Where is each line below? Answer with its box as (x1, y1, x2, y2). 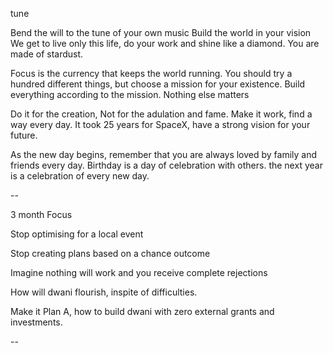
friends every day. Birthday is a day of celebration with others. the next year (10, 159, 323, 171)
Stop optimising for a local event (10, 228, 144, 240)
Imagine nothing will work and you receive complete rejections (10, 267, 268, 278)
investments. (10, 316, 63, 328)
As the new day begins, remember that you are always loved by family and (10, 149, 318, 160)
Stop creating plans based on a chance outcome (10, 248, 211, 259)
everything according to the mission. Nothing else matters (10, 89, 250, 100)
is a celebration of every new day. (10, 170, 150, 182)
